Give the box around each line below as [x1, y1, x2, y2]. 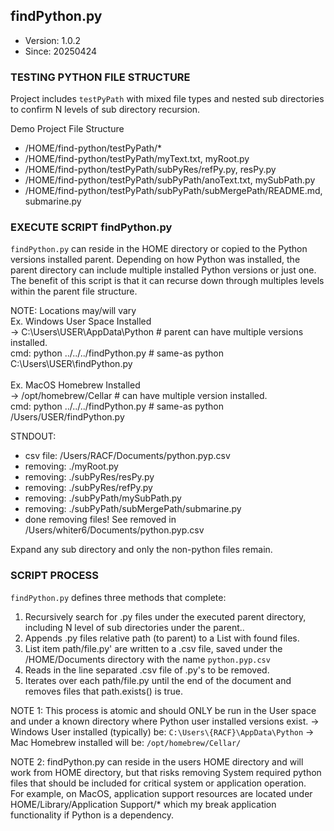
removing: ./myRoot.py [24, 460, 119, 473]
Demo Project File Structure [10, 123, 125, 135]
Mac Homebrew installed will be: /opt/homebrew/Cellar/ [10, 736, 242, 748]
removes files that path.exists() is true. [24, 685, 183, 697]
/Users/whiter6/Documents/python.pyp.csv [24, 524, 205, 536]
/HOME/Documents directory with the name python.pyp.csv [24, 653, 271, 665]
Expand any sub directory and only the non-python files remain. [10, 544, 273, 556]
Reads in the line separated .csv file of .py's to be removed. [24, 664, 270, 676]
